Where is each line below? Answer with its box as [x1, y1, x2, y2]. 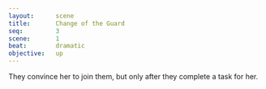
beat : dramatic [8, 42, 85, 50]
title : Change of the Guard [8, 19, 126, 28]
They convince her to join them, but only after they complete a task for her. [8, 72, 259, 81]
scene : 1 [8, 34, 60, 43]
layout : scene [8, 11, 75, 20]
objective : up [8, 49, 63, 57]
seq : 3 [8, 27, 60, 35]
